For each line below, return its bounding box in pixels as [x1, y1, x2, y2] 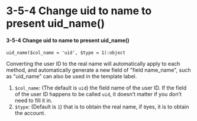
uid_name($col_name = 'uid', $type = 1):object [6, 50, 126, 56]
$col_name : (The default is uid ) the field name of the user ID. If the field [14, 84, 187, 91]
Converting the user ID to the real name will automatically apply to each [6, 60, 180, 68]
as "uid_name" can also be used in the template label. [6, 73, 137, 80]
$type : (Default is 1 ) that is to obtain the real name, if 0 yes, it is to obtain [14, 103, 189, 110]
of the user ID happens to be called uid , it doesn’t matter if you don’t [14, 91, 182, 98]
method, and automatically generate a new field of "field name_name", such [6, 66, 191, 74]
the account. [14, 110, 46, 117]
